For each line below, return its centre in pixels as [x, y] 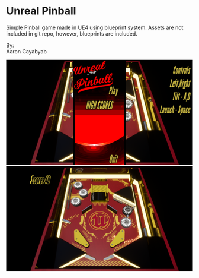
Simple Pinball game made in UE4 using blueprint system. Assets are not [95, 27]
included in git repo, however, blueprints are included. [72, 33]
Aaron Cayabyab [27, 51]
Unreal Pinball [41, 11]
